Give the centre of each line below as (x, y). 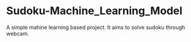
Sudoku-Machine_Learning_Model (94, 11)
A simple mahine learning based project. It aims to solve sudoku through (96, 27)
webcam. (18, 33)
